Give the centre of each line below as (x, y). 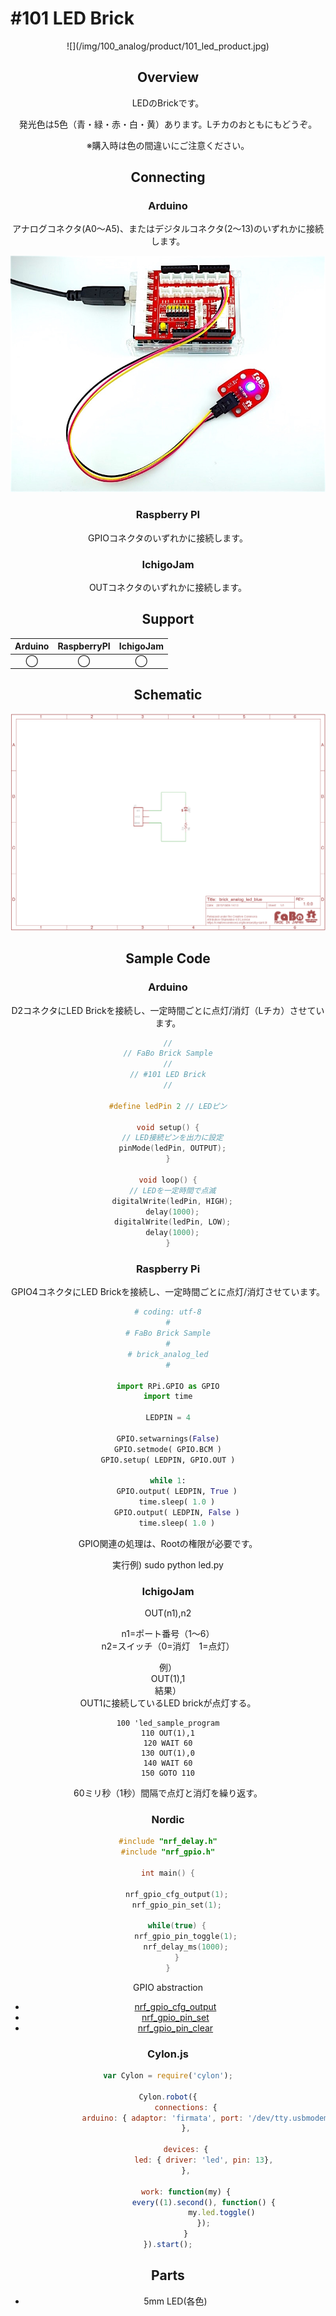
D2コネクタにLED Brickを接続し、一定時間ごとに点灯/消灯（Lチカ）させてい (168, 1010)
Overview (168, 77)
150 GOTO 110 (168, 1773)
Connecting (168, 177)
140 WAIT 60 (168, 1763)
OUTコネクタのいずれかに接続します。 (168, 588)
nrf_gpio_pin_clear (175, 2028)
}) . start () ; (168, 2245)
